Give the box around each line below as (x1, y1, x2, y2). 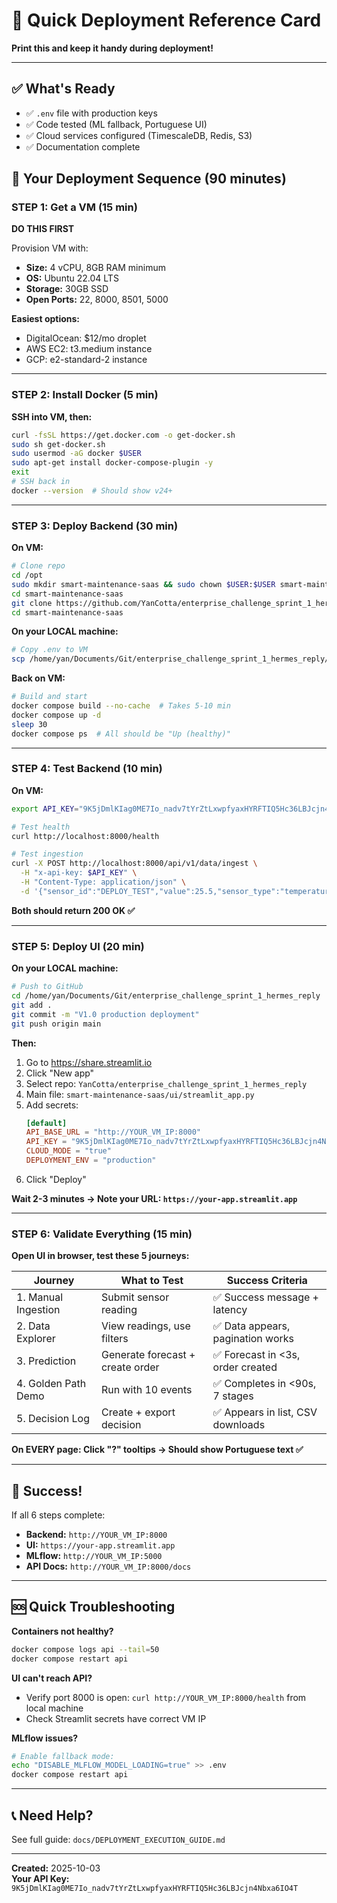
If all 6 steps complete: (11, 1509, 106, 1521)
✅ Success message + (212, 1290, 319, 1304)
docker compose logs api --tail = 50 (11, 1644, 160, 1654)
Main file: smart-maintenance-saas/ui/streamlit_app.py (25, 1088, 255, 1100)
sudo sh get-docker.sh (11, 439, 106, 449)
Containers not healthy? (11, 1625, 114, 1637)
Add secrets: (25, 1099, 79, 1111)
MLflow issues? (11, 1732, 79, 1744)
